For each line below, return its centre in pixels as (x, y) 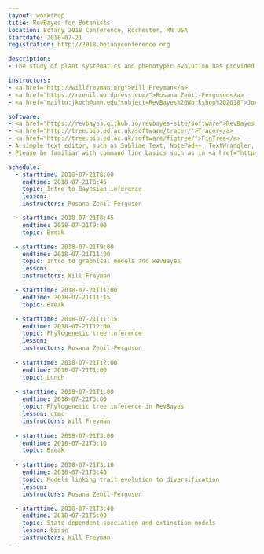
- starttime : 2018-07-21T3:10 (64, 465)
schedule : (24, 167)
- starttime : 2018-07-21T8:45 (64, 218)
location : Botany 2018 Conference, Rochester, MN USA (98, 30)
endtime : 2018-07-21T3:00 (65, 399)
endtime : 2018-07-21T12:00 (66, 326)
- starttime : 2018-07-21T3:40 (64, 508)
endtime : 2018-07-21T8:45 (65, 182)
